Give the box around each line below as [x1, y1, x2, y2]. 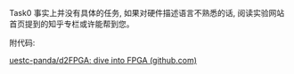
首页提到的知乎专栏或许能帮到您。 [9, 18, 135, 29]
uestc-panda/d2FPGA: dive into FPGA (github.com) [9, 55, 198, 65]
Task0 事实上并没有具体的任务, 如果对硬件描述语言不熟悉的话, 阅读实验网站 [9, 8, 285, 18]
